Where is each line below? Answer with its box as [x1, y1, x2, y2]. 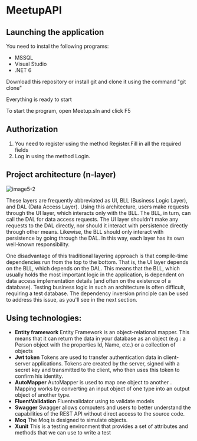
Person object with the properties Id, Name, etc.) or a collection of [14, 341, 176, 348]
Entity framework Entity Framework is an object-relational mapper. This [14, 329, 190, 336]
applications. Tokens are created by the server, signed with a [31, 360, 180, 367]
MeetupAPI [6, 4, 62, 17]
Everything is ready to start [6, 96, 72, 103]
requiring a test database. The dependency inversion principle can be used [6, 290, 189, 297]
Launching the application [6, 27, 104, 37]
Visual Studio [14, 60, 47, 67]
